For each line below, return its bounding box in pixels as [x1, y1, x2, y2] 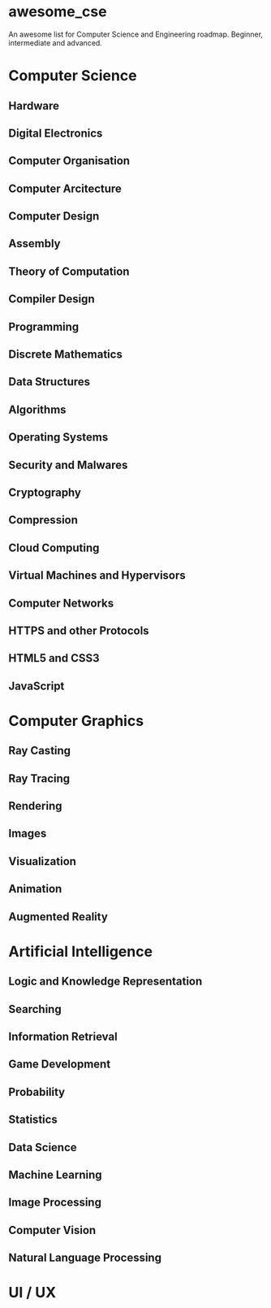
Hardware [8, 98, 59, 112]
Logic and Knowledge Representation [8, 975, 203, 989]
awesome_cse [8, 2, 107, 21]
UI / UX [8, 1284, 57, 1302]
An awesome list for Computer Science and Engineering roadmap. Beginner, [8, 29, 264, 39]
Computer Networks [8, 596, 114, 610]
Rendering [8, 799, 62, 813]
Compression [8, 513, 79, 527]
